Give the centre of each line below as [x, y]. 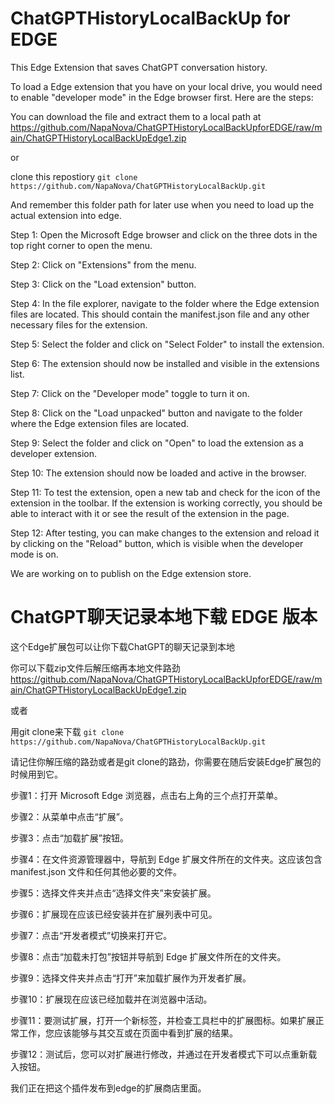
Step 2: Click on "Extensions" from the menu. [103, 264]
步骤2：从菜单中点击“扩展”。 [69, 816]
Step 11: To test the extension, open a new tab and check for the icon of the [165, 492]
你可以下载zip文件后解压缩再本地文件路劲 [95, 668]
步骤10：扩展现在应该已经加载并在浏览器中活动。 [111, 999]
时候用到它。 [36, 774]
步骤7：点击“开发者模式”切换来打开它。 [91, 935]
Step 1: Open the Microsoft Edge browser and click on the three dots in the [164, 234]
